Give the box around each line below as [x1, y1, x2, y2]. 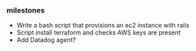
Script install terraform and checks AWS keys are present [16, 28, 181, 37]
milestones [6, 6, 45, 15]
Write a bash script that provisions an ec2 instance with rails [16, 21, 190, 30]
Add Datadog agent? [16, 36, 76, 44]
